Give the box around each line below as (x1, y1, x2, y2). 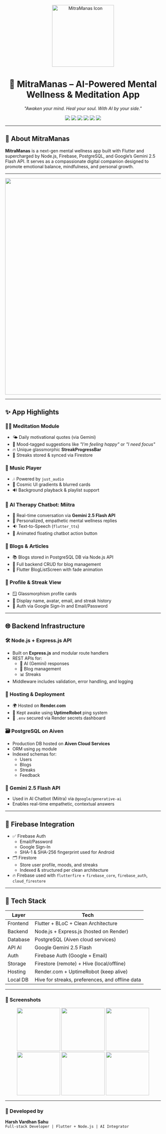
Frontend (7, 920, 29, 927)
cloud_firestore (12, 879, 46, 884)
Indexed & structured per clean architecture (19, 867, 109, 873)
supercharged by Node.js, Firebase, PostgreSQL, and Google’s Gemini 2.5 (5, 153, 156, 159)
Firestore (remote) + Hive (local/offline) (34, 960, 126, 967)
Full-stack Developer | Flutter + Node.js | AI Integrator (5, 1124, 129, 1129)
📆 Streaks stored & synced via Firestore (12, 452, 93, 458)
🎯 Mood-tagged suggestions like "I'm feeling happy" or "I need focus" (12, 441, 156, 447)
